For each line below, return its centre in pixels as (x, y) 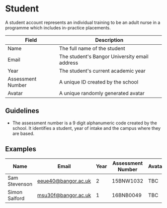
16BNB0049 (126, 195)
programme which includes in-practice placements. (58, 27)
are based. (23, 133)
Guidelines (22, 111)
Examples (21, 149)
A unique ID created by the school (98, 82)
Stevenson (20, 184)
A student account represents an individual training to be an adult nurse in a (83, 22)
